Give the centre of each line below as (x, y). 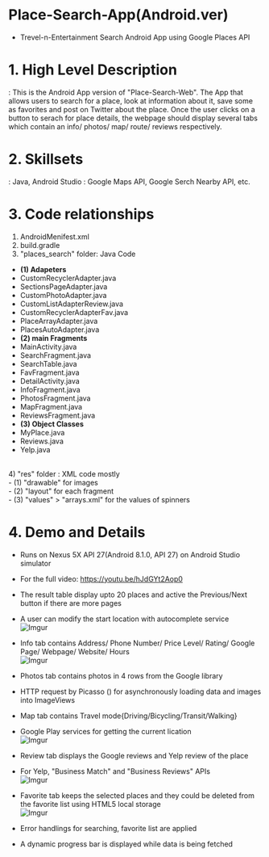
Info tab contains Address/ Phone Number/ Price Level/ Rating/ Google (137, 643)
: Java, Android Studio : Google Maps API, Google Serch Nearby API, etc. (130, 181)
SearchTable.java (49, 363)
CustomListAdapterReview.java (71, 304)
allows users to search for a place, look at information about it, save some (131, 101)
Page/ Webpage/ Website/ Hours (75, 651)
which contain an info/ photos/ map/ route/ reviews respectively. (116, 126)
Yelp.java (35, 449)
